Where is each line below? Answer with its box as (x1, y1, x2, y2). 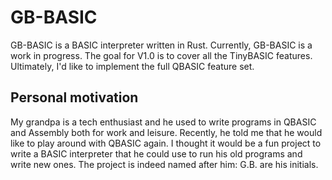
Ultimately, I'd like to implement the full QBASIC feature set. (10, 60, 255, 72)
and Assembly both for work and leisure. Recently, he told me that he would (10, 126, 323, 138)
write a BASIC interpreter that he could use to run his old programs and (10, 147, 303, 160)
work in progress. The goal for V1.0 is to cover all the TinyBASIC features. (10, 49, 313, 61)
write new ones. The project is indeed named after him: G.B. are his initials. (10, 158, 319, 170)
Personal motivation (10, 89, 139, 106)
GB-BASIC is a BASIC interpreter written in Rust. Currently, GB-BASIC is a (10, 39, 313, 51)
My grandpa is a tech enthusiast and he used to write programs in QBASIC (10, 116, 317, 128)
